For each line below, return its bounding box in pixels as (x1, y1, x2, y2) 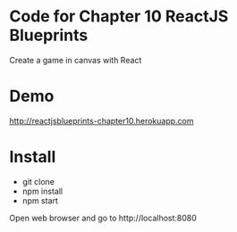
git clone (21, 176, 55, 186)
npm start (21, 195, 58, 206)
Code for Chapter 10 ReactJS (9, 6, 229, 27)
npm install (21, 186, 63, 196)
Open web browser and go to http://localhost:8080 (9, 212, 197, 223)
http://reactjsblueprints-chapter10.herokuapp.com (9, 115, 194, 126)
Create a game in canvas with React (9, 54, 142, 65)
